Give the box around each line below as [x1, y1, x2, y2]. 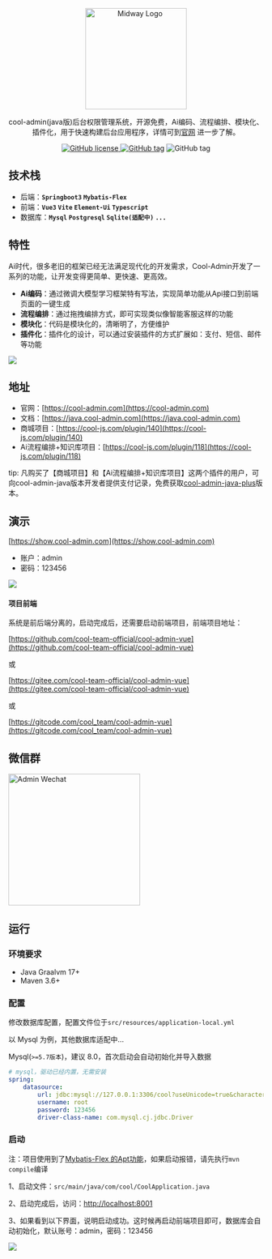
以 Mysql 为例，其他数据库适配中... [8, 1035, 124, 1044]
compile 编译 [8, 1163, 49, 1174]
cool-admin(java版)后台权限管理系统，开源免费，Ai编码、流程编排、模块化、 [8, 117, 264, 126]
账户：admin [19, 553, 63, 563]
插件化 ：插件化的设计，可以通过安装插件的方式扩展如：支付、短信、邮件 [19, 329, 261, 339]
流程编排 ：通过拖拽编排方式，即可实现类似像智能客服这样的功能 [19, 309, 233, 318]
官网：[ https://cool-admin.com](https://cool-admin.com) [19, 403, 210, 413]
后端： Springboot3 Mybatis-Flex [19, 191, 127, 202]
